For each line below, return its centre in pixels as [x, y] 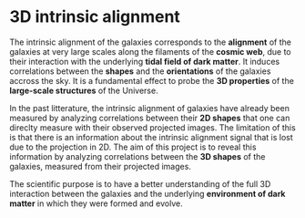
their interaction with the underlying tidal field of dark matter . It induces [145, 61]
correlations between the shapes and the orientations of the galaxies [140, 71]
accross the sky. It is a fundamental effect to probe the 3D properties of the [152, 80]
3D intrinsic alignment [95, 17]
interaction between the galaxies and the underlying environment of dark [147, 193]
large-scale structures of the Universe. [84, 90]
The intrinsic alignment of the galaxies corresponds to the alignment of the [150, 42]
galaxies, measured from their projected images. [100, 166]
